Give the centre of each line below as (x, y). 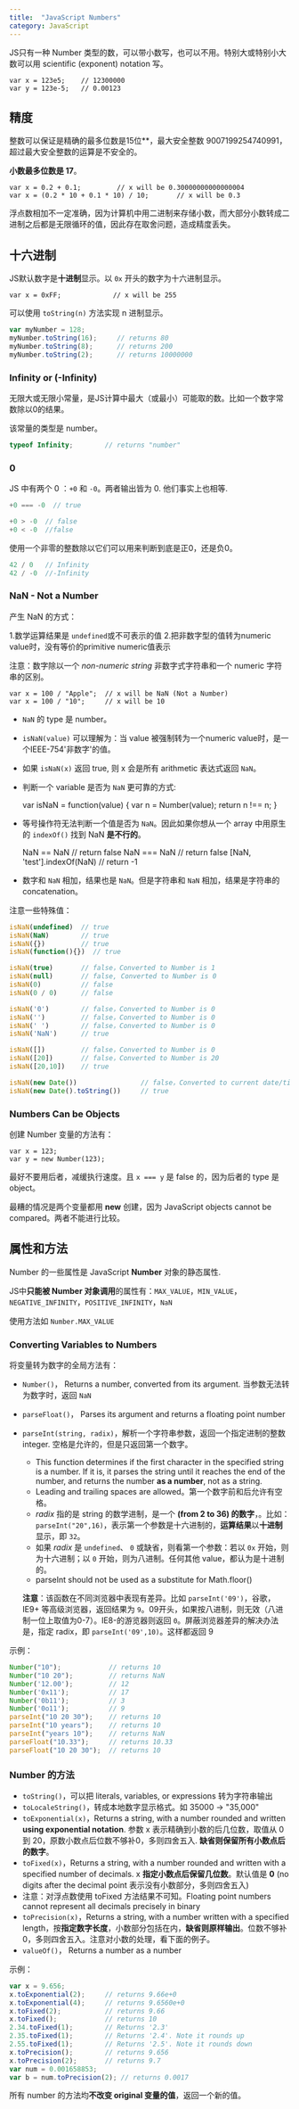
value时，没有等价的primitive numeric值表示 (90, 647)
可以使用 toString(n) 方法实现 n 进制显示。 (89, 313)
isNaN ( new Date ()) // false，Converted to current (134, 1083)
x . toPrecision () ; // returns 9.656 (89, 2052)
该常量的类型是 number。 (56, 428)
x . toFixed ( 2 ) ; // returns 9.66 (87, 2011)
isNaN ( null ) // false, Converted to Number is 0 (113, 976)
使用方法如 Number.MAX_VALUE (62, 1321)
